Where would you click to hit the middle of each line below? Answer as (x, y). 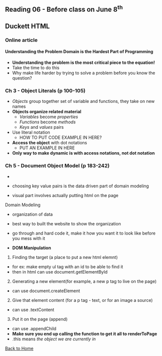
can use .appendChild (34, 328)
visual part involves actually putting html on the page (65, 195)
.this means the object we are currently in (54, 339)
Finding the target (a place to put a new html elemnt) (65, 257)
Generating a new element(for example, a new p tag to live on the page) (84, 281)
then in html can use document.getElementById (60, 272)
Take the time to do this (36, 67)
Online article (21, 40)
